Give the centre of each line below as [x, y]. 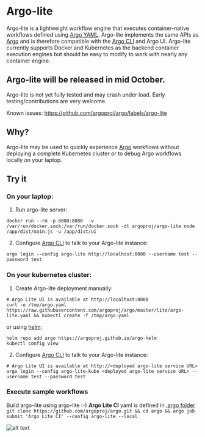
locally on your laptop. [34, 160]
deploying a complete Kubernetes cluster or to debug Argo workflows [94, 153]
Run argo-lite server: [41, 210]
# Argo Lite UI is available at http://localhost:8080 [77, 299]
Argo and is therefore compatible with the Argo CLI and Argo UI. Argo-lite [99, 41]
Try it [16, 179]
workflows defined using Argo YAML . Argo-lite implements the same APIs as [103, 34]
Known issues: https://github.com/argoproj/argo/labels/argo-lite [87, 113]
